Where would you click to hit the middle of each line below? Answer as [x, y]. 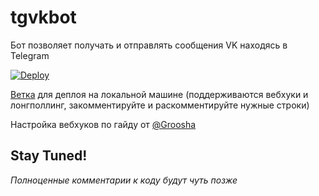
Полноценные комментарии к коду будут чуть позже [124, 180]
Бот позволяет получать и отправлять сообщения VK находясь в [149, 45]
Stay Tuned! [49, 156]
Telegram [30, 55]
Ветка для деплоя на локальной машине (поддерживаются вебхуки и [159, 94]
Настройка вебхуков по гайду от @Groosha [103, 124]
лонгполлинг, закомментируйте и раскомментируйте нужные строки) [160, 105]
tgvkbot [43, 17]
